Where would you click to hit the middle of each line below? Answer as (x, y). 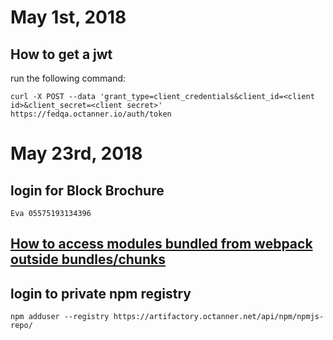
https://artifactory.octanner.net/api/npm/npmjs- (219, 317)
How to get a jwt (61, 54)
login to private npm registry (101, 293)
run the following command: (68, 78)
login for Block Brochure (87, 190)
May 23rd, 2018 (76, 153)
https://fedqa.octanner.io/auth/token (91, 114)
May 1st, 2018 (68, 17)
